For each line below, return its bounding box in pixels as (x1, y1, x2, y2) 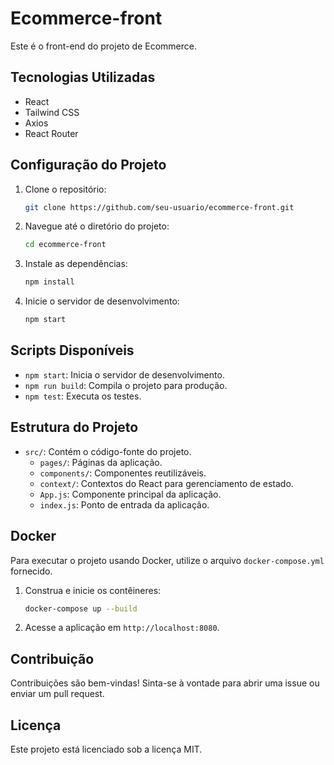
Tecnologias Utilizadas (10, 69, 156, 86)
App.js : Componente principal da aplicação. (39, 488, 222, 500)
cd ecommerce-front (24, 240, 107, 250)
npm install (24, 277, 75, 287)
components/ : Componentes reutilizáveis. (39, 467, 207, 479)
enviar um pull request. (10, 688, 105, 700)
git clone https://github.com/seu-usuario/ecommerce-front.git (24, 202, 295, 212)
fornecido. (10, 565, 53, 577)
